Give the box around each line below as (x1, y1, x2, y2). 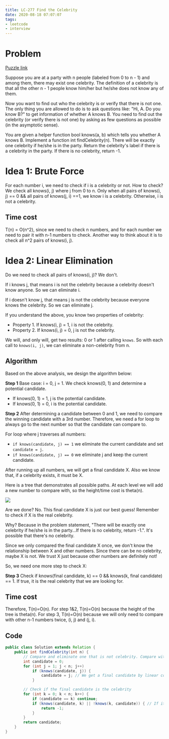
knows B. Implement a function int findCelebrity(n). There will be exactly (5, 137, 155, 143)
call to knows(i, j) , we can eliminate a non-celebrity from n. (5, 342, 131, 348)
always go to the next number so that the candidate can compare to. (5, 421, 147, 427)
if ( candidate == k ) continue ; (32, 696, 98, 701)
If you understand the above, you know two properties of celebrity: (5, 312, 144, 318)
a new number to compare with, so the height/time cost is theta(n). (5, 487, 144, 493)
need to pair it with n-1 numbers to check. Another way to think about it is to (5, 232, 162, 238)
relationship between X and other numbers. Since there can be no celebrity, (5, 547, 162, 554)
